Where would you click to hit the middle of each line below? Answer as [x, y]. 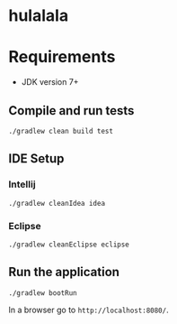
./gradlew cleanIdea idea [57, 203]
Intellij [22, 184]
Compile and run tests [71, 111]
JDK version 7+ [50, 82]
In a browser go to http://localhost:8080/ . [88, 310]
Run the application [64, 272]
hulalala [39, 16]
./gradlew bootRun [43, 293]
